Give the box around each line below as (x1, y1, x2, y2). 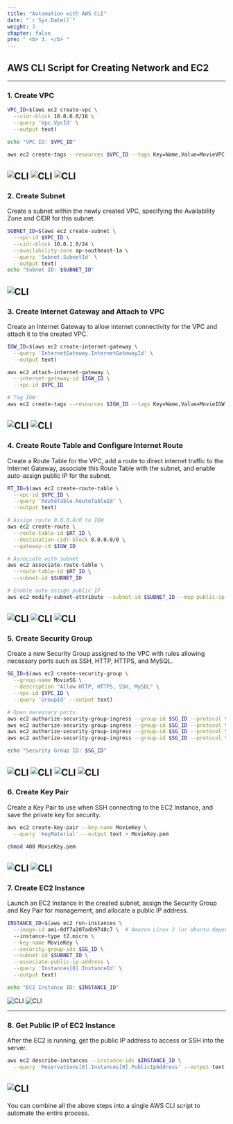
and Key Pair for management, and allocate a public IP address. (7, 906, 189, 915)
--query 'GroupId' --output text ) (13, 696, 113, 703)
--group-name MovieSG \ (13, 677, 82, 684)
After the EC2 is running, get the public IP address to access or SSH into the (7, 1036, 225, 1045)
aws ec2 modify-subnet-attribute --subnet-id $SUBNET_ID (7, 593, 175, 600)
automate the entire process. (7, 1109, 90, 1117)
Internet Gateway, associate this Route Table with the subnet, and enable (7, 464, 216, 472)
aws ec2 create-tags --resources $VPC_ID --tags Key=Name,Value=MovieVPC (7, 151, 225, 158)
